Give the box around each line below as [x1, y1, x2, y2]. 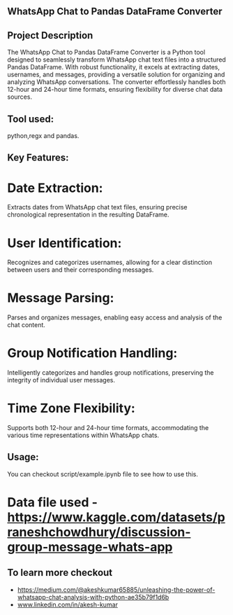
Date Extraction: [7, 180, 103, 195]
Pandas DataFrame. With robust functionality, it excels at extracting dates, [7, 63, 220, 71]
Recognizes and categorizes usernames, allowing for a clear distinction [7, 258, 213, 267]
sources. [7, 92, 33, 101]
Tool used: [7, 113, 54, 125]
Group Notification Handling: [7, 345, 178, 361]
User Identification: [7, 235, 122, 251]
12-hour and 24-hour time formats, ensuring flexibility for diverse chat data [7, 85, 223, 94]
